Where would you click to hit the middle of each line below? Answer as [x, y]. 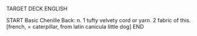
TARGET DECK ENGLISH [37, 9]
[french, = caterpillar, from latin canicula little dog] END [75, 27]
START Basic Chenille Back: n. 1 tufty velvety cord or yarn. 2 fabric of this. [98, 20]
